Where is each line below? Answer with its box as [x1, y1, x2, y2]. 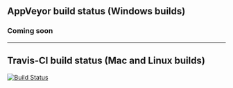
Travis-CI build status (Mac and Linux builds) [7, 55, 206, 67]
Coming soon [7, 26, 53, 36]
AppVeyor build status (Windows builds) [7, 5, 186, 17]
